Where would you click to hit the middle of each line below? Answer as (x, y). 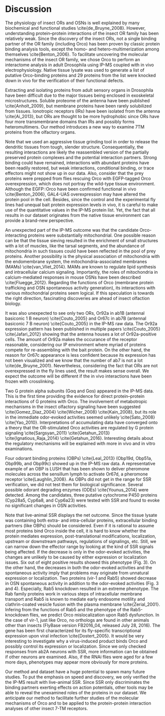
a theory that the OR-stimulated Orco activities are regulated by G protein (79, 427)
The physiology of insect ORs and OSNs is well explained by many (72, 23)
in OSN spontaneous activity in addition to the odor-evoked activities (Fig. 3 (82, 583)
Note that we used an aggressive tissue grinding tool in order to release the (82, 141)
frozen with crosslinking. (30, 381)
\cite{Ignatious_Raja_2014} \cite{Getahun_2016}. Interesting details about (79, 438)
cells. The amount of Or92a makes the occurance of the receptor (71, 339)
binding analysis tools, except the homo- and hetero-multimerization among (82, 49)
